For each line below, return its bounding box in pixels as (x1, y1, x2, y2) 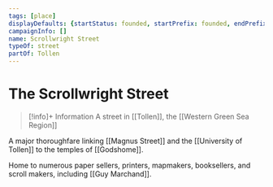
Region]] (28, 120, 58, 130)
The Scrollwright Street (8, 85, 169, 103)
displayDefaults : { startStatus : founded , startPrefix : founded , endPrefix (8, 20, 267, 28)
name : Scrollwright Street (8, 34, 100, 43)
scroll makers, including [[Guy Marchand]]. (8, 168, 152, 179)
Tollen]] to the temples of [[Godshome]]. (8, 144, 144, 154)
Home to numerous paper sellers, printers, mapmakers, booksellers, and (8, 160, 251, 170)
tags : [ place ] (8, 11, 57, 20)
